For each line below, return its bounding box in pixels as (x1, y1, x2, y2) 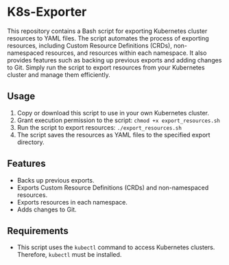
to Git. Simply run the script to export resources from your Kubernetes (7, 63, 205, 71)
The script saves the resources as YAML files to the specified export (16, 130, 210, 139)
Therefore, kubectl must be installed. (16, 251, 122, 259)
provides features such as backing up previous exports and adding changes (7, 56, 222, 64)
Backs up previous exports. (16, 176, 95, 184)
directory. (16, 138, 45, 146)
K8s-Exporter (7, 4, 87, 20)
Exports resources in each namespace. (16, 198, 128, 206)
